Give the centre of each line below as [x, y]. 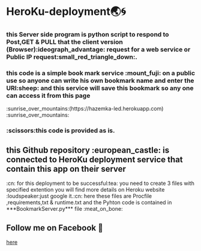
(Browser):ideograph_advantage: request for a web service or [98, 50]
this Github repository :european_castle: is [88, 150]
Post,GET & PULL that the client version [64, 42]
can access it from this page [48, 95]
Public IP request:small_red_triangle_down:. [72, 57]
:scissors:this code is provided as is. [61, 131]
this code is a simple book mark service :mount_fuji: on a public [101, 73]
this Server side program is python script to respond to [88, 35]
